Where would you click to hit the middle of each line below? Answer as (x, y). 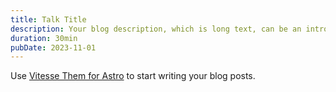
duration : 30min (44, 38)
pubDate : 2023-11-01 (53, 47)
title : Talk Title (48, 19)
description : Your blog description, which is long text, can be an (156, 29)
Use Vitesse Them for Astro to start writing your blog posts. (133, 76)
